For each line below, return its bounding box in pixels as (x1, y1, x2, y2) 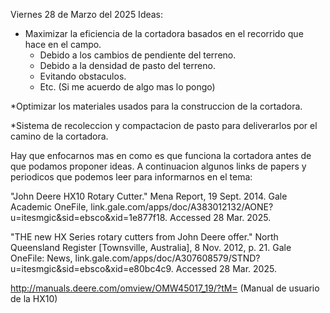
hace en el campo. (24, 39, 102, 50)
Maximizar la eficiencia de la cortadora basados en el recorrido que (24, 28, 304, 39)
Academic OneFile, (10, 201, 89, 213)
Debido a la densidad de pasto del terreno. (39, 60, 216, 71)
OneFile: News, (10, 252, 73, 264)
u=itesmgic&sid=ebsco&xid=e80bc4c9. (10, 263, 174, 274)
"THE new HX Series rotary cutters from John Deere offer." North (10, 231, 279, 243)
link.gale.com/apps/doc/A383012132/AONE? (90, 201, 274, 213)
